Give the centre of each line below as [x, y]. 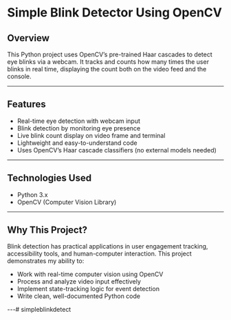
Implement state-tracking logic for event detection [88, 289]
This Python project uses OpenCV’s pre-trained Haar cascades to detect [110, 54]
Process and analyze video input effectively [79, 282]
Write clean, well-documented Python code [79, 296]
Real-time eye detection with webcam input [79, 121]
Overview [29, 38]
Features [26, 104]
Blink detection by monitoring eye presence [79, 128]
